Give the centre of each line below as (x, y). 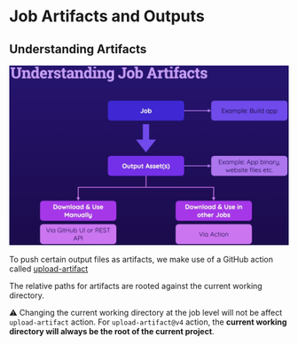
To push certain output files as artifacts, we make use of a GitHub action (141, 260)
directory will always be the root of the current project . (112, 332)
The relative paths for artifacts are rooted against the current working (136, 286)
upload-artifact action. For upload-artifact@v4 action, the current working (148, 322)
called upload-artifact (49, 269)
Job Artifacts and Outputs (107, 16)
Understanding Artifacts (78, 49)
